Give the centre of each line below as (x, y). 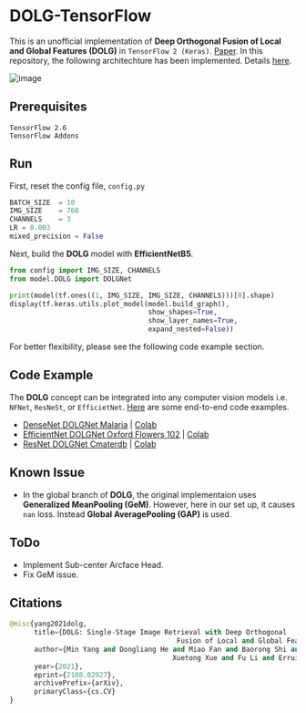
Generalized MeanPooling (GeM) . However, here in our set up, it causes (159, 504)
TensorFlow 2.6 (38, 128)
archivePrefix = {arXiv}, (79, 683)
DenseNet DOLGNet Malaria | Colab (90, 424)
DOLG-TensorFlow (81, 16)
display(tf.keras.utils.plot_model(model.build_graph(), (120, 304)
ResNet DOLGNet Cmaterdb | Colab (89, 444)
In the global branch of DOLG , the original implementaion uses (139, 494)
